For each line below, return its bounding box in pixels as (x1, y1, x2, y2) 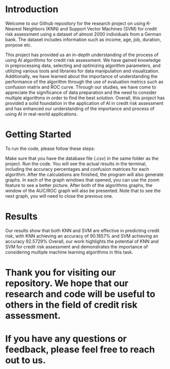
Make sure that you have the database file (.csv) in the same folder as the (5, 155, 159, 161)
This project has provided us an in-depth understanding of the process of (5, 52, 159, 58)
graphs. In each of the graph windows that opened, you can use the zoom (5, 176, 159, 183)
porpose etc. (5, 42, 32, 48)
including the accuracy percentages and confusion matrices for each (5, 166, 149, 172)
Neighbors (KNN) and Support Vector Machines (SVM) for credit (22, 25, 157, 31)
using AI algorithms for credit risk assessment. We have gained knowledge (5, 57, 161, 63)
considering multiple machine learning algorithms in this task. (5, 249, 133, 255)
